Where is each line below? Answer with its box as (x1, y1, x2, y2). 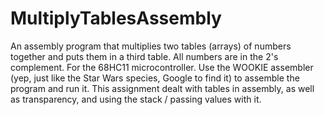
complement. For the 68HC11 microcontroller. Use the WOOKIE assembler (10, 61, 314, 73)
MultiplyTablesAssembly (10, 7, 222, 30)
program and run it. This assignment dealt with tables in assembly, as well (10, 82, 315, 94)
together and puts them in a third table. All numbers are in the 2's (10, 50, 279, 62)
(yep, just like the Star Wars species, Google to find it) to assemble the (10, 72, 300, 84)
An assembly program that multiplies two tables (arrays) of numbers (10, 40, 292, 52)
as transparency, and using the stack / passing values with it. (10, 93, 262, 105)
